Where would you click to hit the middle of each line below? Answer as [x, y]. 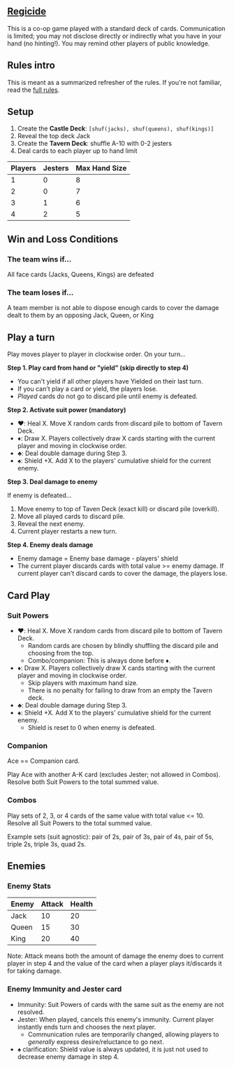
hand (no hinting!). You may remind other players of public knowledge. [109, 43]
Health [81, 904]
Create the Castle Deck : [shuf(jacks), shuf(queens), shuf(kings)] [116, 128]
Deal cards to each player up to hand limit [77, 151]
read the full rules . [34, 90]
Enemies [27, 866]
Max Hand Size [101, 168]
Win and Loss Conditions [63, 239]
